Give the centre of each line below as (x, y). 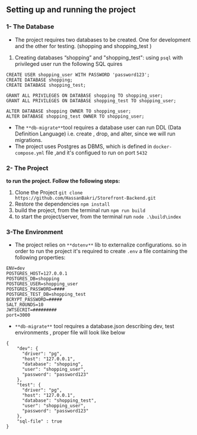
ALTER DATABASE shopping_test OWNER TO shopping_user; (75, 116)
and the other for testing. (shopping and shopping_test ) (83, 46)
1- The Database (30, 27)
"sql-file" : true (39, 421)
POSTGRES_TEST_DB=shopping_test (46, 294)
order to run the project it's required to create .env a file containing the (101, 251)
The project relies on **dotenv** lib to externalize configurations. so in (101, 245)
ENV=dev (16, 269)
